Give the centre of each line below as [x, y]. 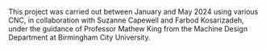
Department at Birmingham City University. [79, 37]
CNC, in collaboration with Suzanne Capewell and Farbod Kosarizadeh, [126, 20]
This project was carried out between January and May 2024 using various [133, 12]
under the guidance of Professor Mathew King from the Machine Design [128, 29]
